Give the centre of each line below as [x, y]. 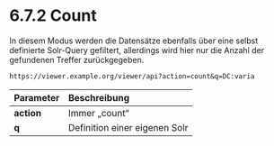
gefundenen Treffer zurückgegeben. [77, 59]
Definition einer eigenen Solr [128, 127]
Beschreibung [99, 97]
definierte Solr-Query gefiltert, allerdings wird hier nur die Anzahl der [137, 50]
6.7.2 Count [53, 16]
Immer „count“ [98, 113]
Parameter [37, 97]
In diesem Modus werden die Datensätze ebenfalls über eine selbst [134, 41]
